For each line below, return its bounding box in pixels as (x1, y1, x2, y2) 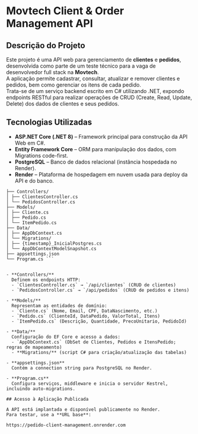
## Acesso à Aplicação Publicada (6, 396, 89, 402)
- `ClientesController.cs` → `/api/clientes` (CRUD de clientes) (11, 282, 177, 288)
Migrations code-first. (14, 152, 68, 159)
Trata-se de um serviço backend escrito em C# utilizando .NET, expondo (6, 88, 185, 94)
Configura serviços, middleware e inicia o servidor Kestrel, (11, 381, 168, 387)
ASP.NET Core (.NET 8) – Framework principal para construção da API (14, 133, 188, 140)
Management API (6, 17, 93, 30)
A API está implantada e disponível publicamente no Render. (6, 406, 161, 413)
